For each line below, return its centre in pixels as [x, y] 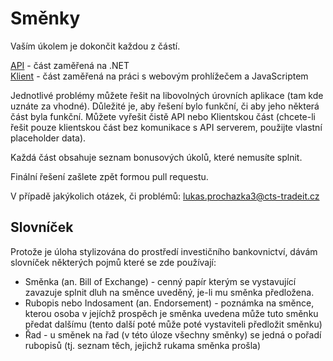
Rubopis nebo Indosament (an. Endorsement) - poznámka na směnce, [169, 303]
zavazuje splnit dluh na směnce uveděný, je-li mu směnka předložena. [169, 292]
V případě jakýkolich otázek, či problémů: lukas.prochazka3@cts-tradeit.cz [165, 196]
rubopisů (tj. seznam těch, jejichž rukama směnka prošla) [143, 345]
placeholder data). [48, 138]
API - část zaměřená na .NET [70, 65]
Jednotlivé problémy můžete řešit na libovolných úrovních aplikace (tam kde [167, 95]
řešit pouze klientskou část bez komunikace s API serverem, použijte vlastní [166, 127]
